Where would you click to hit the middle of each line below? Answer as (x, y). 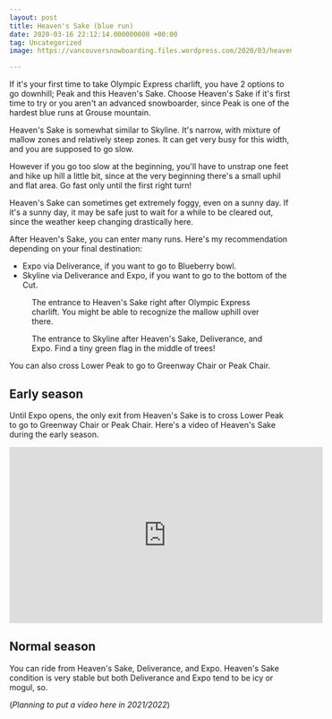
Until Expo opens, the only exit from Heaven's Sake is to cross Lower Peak (147, 415)
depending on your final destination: (76, 249)
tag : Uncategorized (46, 43)
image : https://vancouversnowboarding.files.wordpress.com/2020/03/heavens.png (162, 51)
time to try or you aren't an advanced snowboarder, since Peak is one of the (149, 103)
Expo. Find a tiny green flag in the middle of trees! (123, 348)
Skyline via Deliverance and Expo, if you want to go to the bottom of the (154, 276)
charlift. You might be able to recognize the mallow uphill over (145, 312)
